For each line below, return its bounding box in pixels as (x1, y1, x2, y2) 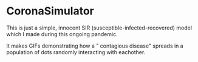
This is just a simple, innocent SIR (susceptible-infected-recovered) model (6, 24, 193, 31)
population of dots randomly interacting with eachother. (6, 48, 146, 55)
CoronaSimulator (6, 4, 94, 18)
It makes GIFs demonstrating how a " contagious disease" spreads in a (6, 42, 183, 49)
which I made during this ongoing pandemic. (6, 30, 118, 37)
